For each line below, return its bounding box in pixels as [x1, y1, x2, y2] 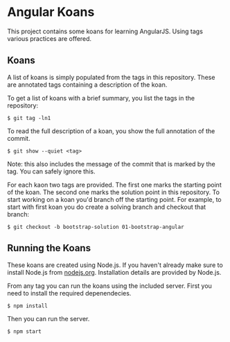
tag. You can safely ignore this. [7, 167, 96, 176]
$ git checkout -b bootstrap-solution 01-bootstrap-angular [7, 223, 185, 230]
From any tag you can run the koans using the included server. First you [7, 282, 213, 290]
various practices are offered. [7, 34, 92, 42]
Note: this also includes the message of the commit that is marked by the [7, 160, 216, 168]
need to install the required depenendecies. [7, 289, 132, 297]
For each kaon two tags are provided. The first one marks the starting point [7, 180, 222, 189]
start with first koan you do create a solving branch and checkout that [7, 203, 206, 211]
